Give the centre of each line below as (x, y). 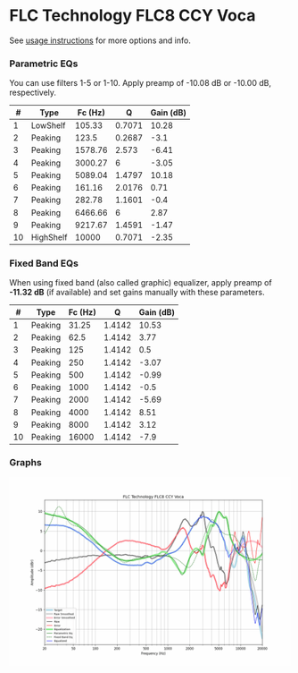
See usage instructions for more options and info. (100, 40)
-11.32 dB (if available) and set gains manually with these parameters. (137, 293)
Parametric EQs (44, 64)
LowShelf (48, 125)
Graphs (25, 463)
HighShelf (49, 237)
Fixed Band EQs (44, 263)
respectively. (33, 93)
